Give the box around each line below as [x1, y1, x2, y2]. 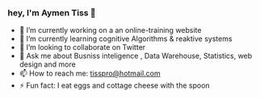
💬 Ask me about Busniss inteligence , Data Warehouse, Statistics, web [19, 51, 253, 61]
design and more [19, 59, 76, 69]
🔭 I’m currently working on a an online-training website [19, 26, 202, 35]
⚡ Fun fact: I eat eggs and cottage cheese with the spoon [19, 80, 211, 91]
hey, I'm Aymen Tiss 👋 [7, 7, 96, 18]
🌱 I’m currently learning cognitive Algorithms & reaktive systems [19, 34, 233, 43]
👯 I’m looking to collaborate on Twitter [19, 43, 146, 52]
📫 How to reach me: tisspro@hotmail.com [19, 68, 161, 79]
